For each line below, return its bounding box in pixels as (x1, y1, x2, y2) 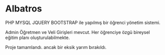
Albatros (5, 3, 42, 14)
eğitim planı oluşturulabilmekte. (5, 34, 70, 40)
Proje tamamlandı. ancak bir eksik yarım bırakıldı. (5, 44, 107, 50)
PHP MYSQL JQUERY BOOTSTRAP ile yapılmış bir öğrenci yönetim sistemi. (5, 19, 161, 25)
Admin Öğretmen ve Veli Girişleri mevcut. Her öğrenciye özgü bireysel (5, 29, 150, 35)
